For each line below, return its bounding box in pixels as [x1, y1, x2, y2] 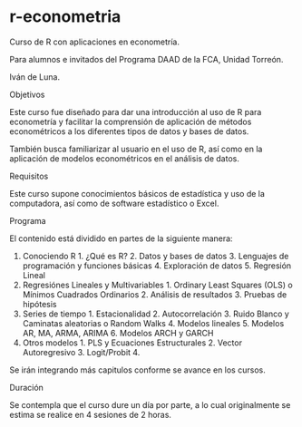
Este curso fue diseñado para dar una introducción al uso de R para [9, 106, 262, 117]
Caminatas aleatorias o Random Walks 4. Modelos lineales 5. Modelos [22, 317, 285, 328]
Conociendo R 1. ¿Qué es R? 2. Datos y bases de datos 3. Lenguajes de [22, 250, 289, 261]
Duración [9, 382, 44, 393]
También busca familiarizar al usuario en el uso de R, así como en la [9, 143, 263, 154]
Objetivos [9, 89, 45, 100]
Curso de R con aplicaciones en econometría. [9, 36, 180, 47]
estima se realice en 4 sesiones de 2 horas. [9, 409, 172, 420]
